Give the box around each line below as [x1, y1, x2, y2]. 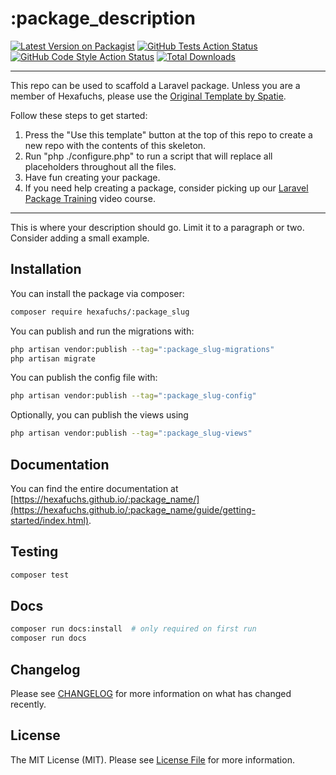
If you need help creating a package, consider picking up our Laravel [24, 182, 309, 194]
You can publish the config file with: [10, 372, 158, 384]
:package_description [10, 7, 196, 30]
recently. [10, 698, 47, 710]
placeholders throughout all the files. [24, 160, 177, 172]
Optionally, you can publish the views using [10, 409, 189, 421]
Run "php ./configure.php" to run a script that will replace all [24, 150, 273, 162]
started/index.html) [10, 514, 89, 526]
